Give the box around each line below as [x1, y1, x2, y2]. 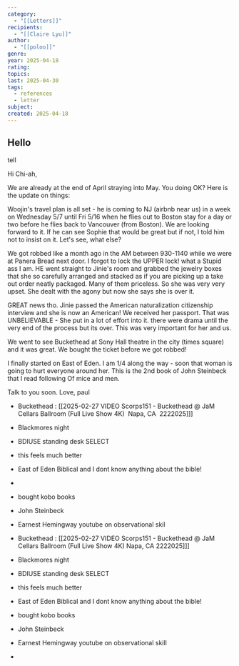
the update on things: [7, 191, 70, 199]
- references [14, 90, 53, 97]
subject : [7, 104, 34, 111]
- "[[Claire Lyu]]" [14, 30, 72, 38]
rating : [7, 64, 31, 71]
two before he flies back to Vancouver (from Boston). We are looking [7, 219, 210, 229]
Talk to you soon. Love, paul [7, 387, 91, 397]
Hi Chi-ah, [7, 169, 38, 178]
